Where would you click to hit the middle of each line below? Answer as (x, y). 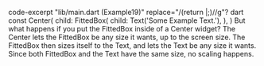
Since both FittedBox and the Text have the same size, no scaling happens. (131, 54)
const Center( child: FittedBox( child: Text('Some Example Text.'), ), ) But (127, 20)
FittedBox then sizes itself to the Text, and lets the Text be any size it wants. (132, 46)
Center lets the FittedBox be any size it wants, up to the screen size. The (127, 37)
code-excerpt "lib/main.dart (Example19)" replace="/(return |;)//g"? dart (126, 12)
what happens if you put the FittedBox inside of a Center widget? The (122, 29)
